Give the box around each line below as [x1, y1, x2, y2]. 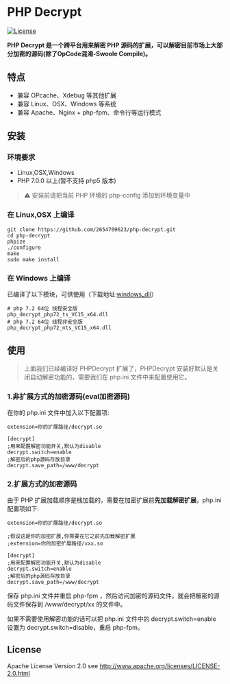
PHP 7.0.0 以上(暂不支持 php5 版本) [16, 176, 116, 185]
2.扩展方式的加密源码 [7, 480, 77, 489]
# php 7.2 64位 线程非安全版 [7, 318, 84, 326]
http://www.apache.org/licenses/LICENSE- [99, 662, 220, 670]
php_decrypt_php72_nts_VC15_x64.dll [7, 325, 112, 331]
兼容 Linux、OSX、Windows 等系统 [16, 99, 117, 108]
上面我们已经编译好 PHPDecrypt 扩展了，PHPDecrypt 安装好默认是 [23, 364, 213, 373]
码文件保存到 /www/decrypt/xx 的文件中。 [7, 600, 127, 609]
